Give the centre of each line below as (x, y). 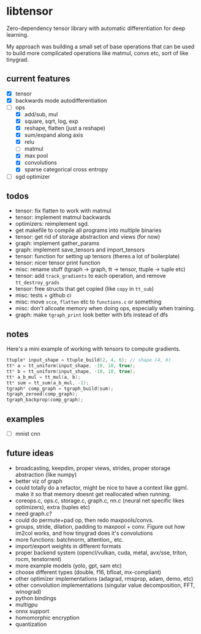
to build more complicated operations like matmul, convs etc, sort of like (97, 53)
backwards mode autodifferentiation (61, 100)
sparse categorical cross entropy (66, 170)
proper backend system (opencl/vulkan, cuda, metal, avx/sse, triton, (101, 553)
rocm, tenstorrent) (38, 559)
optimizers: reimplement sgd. (52, 224)
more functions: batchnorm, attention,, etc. (69, 539)
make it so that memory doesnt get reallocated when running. (93, 494)
